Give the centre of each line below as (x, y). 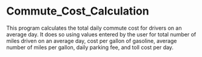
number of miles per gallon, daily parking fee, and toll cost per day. (90, 47)
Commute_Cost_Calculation (78, 11)
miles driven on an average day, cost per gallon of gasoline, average (92, 41)
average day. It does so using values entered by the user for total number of (101, 34)
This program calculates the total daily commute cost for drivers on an (94, 28)
